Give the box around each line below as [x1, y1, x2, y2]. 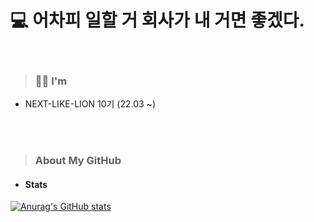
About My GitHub [34, 154, 122, 168]
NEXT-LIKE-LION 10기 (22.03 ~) [24, 98, 156, 110]
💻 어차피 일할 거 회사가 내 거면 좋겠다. [10, 9, 305, 32]
